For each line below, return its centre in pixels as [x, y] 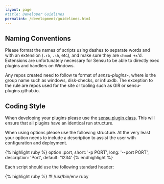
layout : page [18, 10]
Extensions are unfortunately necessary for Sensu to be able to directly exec [82, 61]
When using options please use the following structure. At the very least [78, 133]
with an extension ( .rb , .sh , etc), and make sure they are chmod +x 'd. [74, 55]
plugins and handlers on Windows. [40, 66]
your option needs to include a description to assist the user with [70, 138]
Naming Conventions [38, 38]
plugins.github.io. [23, 91]
